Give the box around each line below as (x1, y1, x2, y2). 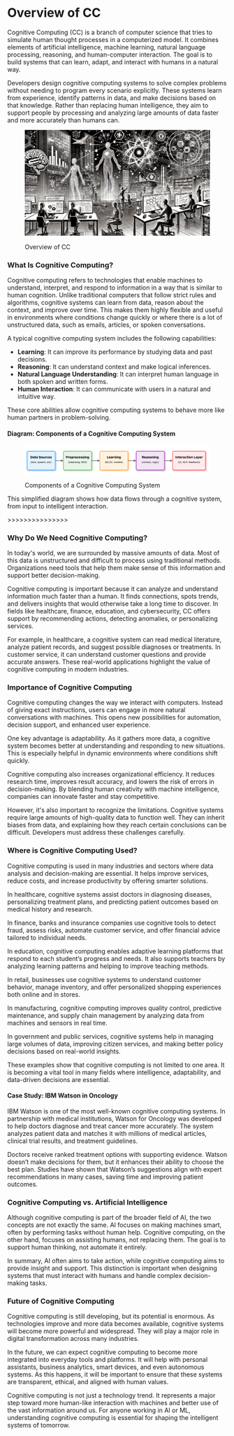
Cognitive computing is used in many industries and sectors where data (7, 862, 214, 870)
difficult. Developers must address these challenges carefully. (7, 828, 185, 837)
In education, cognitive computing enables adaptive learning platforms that (7, 946, 224, 955)
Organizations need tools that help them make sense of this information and (7, 563, 226, 571)
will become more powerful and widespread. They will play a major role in (7, 1327, 219, 1335)
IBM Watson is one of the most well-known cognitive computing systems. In (7, 1107, 226, 1115)
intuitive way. (17, 392, 56, 401)
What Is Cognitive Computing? (7, 260, 114, 270)
